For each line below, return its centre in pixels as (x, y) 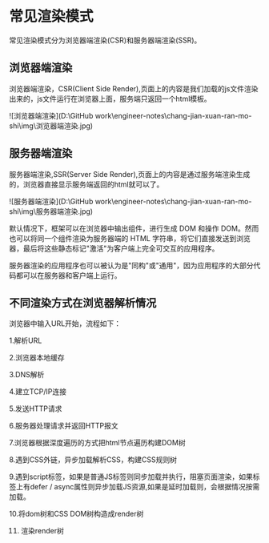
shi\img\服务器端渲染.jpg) (51, 211)
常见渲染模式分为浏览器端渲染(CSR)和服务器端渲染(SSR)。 (105, 40)
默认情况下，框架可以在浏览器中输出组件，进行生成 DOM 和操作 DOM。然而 (134, 228)
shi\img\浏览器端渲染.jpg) (51, 126)
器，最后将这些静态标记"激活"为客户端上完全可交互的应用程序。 (114, 248)
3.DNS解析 (27, 375)
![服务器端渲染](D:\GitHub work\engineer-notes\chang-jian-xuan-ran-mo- (130, 201)
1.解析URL (26, 340)
